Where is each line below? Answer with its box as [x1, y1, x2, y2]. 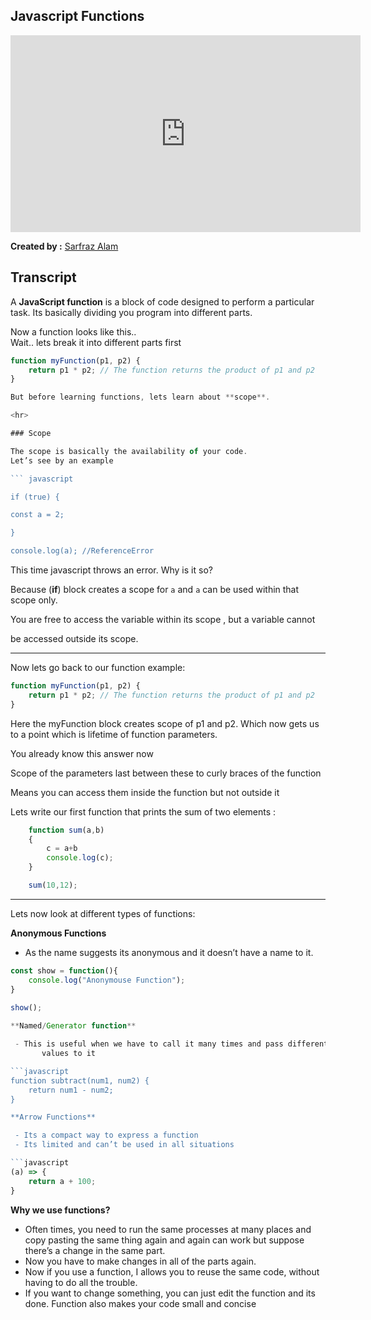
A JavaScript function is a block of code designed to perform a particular [10, 295, 315, 308]
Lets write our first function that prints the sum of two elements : [10, 805, 277, 818]
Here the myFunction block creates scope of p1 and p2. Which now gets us [10, 717, 320, 729]
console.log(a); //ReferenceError [10, 546, 155, 556]
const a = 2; [10, 510, 65, 520]
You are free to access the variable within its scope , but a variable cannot [10, 614, 316, 625]
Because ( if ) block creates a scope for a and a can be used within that [10, 584, 300, 595]
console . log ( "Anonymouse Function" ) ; [28, 975, 186, 985]
